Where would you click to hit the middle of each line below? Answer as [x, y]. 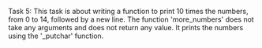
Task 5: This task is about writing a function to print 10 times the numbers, [128, 11]
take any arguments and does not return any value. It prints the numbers [126, 27]
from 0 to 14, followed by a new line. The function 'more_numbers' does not [131, 19]
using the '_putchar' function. [56, 36]
